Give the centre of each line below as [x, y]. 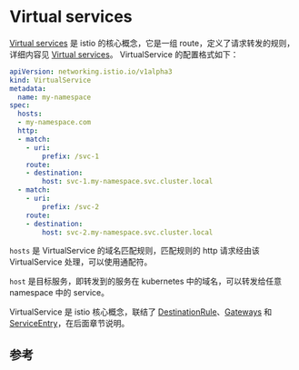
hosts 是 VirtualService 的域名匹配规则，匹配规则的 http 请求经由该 [135, 251]
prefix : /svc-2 [71, 206]
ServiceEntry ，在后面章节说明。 [70, 324]
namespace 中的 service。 [60, 293]
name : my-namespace [55, 97]
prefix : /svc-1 [71, 156]
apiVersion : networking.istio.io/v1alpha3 [91, 71]
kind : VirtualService [50, 80]
